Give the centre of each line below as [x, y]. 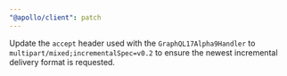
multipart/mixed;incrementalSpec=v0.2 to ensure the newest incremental [143, 52]
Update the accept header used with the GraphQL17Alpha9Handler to [132, 43]
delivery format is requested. [62, 62]
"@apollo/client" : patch [55, 17]
